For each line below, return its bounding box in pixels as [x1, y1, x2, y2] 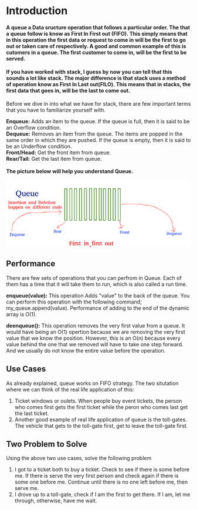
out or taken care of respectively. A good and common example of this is [6, 42, 186, 49]
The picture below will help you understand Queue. [6, 167, 134, 174]
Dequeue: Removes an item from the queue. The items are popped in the [6, 130, 183, 137]
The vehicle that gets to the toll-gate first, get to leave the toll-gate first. [14, 422, 188, 429]
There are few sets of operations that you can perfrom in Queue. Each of [6, 274, 182, 281]
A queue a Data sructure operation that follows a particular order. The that [6, 23, 191, 31]
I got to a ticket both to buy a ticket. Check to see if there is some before [14, 466, 189, 473]
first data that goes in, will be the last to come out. [6, 87, 131, 94]
